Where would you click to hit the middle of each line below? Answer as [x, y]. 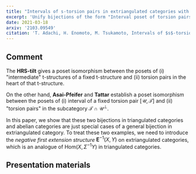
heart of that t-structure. [35, 83]
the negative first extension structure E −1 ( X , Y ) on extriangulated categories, [97, 139]
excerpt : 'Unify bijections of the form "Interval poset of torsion [91, 17]
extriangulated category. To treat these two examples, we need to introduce [97, 133]
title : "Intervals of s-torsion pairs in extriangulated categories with [98, 11]
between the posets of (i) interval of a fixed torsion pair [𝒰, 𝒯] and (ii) [90, 100]
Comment [24, 57]
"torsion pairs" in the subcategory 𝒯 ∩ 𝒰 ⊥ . [57, 107]
